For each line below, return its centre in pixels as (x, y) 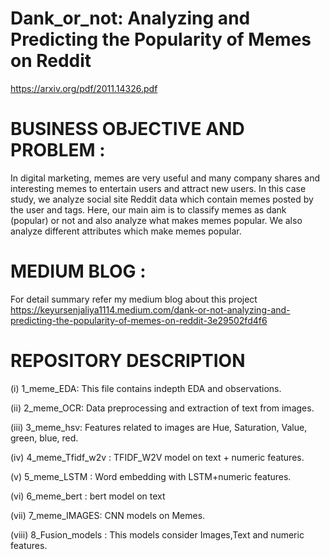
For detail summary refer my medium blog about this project (134, 299)
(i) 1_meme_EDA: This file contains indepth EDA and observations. (146, 388)
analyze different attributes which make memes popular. (126, 231)
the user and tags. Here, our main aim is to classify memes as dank (148, 209)
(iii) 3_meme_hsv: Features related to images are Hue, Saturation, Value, (159, 427)
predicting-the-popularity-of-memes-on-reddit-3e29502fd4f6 (139, 320)
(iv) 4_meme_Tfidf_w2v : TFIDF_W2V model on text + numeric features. (157, 457)
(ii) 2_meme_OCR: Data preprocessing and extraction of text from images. (162, 408)
